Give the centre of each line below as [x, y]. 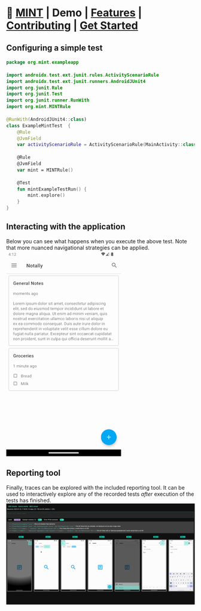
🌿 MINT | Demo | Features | [74, 13]
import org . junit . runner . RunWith [48, 100]
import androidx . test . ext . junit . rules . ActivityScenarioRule [83, 75]
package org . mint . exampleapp [42, 62]
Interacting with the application [66, 227]
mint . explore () [47, 195]
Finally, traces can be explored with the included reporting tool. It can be [96, 487]
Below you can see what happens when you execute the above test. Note [97, 241]
